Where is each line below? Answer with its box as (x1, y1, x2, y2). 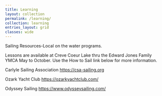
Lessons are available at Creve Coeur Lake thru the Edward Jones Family (5, 52, 152, 58)
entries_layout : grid (5, 25, 49, 30)
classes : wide (5, 30, 34, 34)
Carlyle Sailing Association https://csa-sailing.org (5, 67, 104, 73)
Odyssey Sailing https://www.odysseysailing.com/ (5, 86, 106, 91)
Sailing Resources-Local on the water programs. (5, 43, 102, 48)
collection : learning (5, 20, 49, 26)
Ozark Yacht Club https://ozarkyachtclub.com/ (5, 76, 99, 82)
